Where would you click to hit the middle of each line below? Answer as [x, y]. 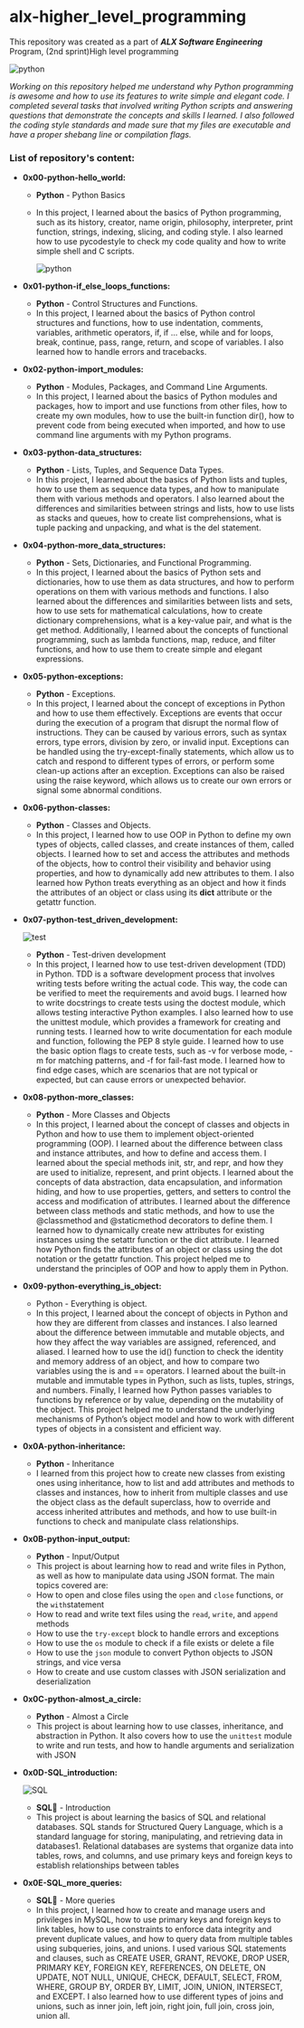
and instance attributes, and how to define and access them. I [151, 1153]
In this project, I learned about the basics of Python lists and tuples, [161, 480]
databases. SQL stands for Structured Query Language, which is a [159, 1827]
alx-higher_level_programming [128, 17]
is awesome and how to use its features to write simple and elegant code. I [149, 96]
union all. [53, 2016]
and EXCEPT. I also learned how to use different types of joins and [160, 1996]
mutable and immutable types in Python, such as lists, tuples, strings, [165, 1381]
